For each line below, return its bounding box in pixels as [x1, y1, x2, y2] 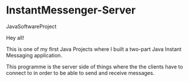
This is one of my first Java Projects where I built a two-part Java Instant [6, 45, 182, 53]
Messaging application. [6, 52, 63, 59]
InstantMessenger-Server [6, 4, 136, 17]
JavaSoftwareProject [6, 23, 57, 30]
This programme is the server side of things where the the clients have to [6, 63, 183, 70]
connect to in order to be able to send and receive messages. [6, 69, 155, 76]
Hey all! [6, 34, 25, 41]
